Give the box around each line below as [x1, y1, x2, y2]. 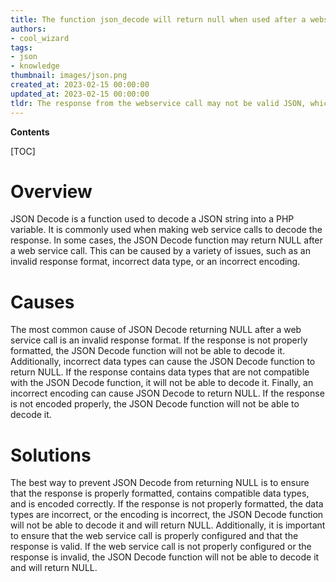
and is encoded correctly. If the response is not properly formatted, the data [10, 498, 324, 510]
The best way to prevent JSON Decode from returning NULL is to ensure [10, 477, 310, 489]
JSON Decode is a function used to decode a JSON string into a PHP [10, 213, 295, 225]
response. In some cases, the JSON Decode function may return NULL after [10, 234, 323, 246]
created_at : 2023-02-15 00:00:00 [10, 80, 150, 90]
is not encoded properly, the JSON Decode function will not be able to [10, 398, 300, 410]
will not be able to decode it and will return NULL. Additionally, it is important [10, 519, 326, 531]
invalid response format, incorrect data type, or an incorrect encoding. [10, 256, 301, 268]
